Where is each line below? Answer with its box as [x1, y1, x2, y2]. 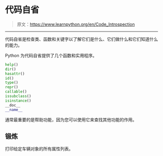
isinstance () [5, 98, 32, 103]
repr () [5, 85, 18, 90]
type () [5, 80, 18, 85]
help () [5, 62, 18, 67]
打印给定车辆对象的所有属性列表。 [5, 146, 73, 152]
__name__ [5, 107, 23, 112]
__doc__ [5, 103, 21, 108]
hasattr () [5, 71, 25, 76]
